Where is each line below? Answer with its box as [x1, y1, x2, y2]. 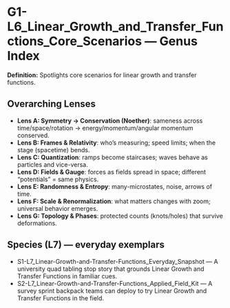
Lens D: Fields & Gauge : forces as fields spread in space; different [17, 167, 207, 176]
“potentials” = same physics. [17, 175, 99, 183]
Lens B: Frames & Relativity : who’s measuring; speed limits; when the [17, 138, 216, 147]
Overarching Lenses [7, 98, 96, 110]
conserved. [17, 131, 50, 139]
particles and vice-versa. [17, 160, 88, 169]
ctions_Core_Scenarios [7, 34, 143, 49]
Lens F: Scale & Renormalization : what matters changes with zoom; [17, 197, 211, 205]
